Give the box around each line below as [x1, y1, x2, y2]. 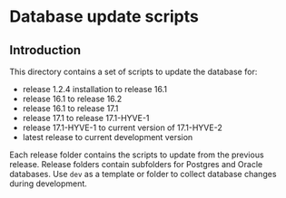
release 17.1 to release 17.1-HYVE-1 [22, 113, 150, 123]
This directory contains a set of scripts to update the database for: [9, 66, 258, 77]
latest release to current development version [22, 132, 193, 142]
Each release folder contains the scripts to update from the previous [9, 149, 265, 160]
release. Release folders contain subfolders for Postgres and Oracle [9, 159, 263, 169]
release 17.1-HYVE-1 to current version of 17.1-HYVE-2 [22, 122, 222, 133]
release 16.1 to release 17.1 [22, 103, 119, 114]
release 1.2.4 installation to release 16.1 [22, 84, 168, 94]
